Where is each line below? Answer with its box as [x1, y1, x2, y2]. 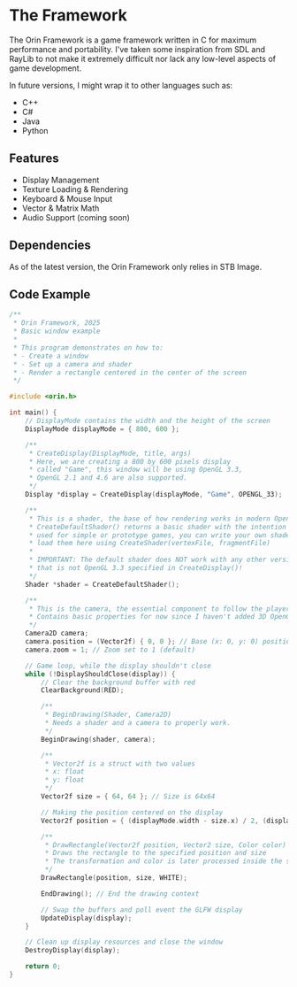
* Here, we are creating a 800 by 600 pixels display [28, 457, 232, 466]
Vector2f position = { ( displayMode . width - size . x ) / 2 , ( [41, 816, 267, 825]
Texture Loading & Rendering [21, 183, 129, 195]
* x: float [44, 767, 86, 776]
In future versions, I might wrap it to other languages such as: [9, 80, 232, 90]
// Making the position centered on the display [41, 807, 224, 817]
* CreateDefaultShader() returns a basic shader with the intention [28, 522, 287, 531]
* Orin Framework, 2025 [12, 319, 101, 328]
